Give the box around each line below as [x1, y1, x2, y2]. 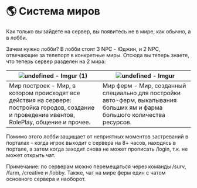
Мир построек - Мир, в [9, 81, 76, 89]
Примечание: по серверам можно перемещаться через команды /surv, [6, 163, 186, 170]
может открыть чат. [6, 151, 56, 158]
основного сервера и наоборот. [6, 175, 86, 182]
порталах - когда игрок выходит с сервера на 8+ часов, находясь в [6, 139, 176, 146]
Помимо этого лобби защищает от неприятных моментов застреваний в [6, 133, 189, 140]
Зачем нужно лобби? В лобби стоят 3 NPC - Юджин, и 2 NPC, [6, 45, 161, 53]
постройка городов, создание [9, 103, 95, 112]
